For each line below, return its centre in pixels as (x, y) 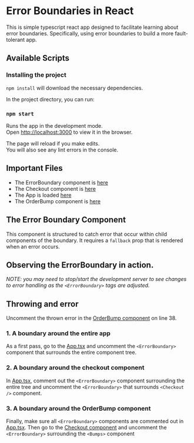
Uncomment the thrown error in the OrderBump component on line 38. (91, 318)
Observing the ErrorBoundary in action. (80, 265)
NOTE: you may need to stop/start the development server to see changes (96, 279)
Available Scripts (38, 58)
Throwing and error (42, 304)
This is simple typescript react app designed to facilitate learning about (92, 27)
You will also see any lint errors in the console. (62, 150)
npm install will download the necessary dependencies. (75, 88)
